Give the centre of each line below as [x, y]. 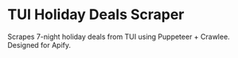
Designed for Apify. [39, 44]
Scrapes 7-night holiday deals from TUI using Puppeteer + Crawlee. [119, 37]
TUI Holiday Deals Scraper [96, 15]
